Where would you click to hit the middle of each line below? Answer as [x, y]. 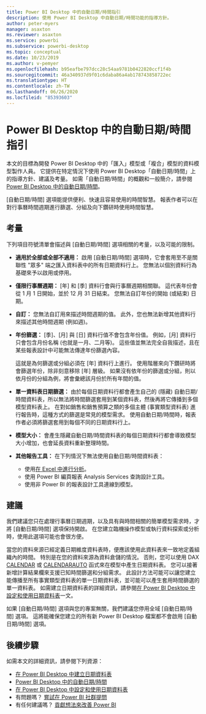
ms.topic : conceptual [34, 52]
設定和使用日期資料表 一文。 [41, 596]
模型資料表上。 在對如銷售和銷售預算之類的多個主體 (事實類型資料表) [102, 407]
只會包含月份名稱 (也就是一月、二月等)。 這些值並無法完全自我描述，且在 [107, 342]
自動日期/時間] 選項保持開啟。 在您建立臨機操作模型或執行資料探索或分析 [107, 529]
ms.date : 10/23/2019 [33, 58]
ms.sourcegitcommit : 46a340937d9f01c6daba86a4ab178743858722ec [89, 75]
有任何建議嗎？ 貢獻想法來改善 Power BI [66, 705]
